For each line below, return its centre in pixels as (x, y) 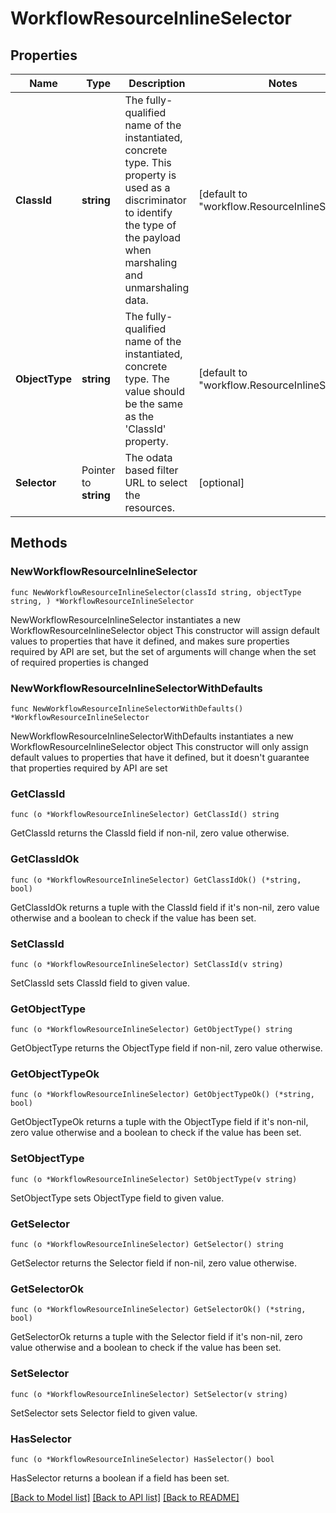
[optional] (221, 482)
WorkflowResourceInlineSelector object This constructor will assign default (165, 630)
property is (150, 175)
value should (154, 391)
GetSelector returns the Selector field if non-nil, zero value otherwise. (154, 1263)
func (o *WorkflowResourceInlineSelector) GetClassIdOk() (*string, (156, 880)
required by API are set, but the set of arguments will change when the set (163, 651)
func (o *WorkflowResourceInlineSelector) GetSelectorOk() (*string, (158, 1310)
